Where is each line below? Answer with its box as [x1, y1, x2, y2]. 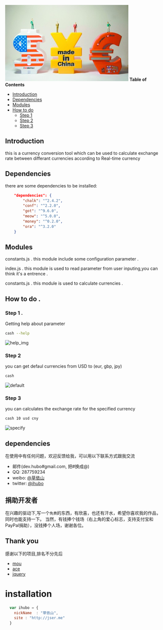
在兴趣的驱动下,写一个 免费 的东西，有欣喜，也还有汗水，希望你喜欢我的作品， [5, 510, 161, 516]
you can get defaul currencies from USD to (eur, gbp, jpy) [5, 363, 122, 370]
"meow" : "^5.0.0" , [23, 214, 61, 219]
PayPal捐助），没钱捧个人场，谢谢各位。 [5, 522, 86, 528]
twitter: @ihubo [12, 481, 44, 486]
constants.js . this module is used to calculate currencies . [5, 280, 123, 286]
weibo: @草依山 [12, 475, 45, 481]
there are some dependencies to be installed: [5, 183, 97, 188]
